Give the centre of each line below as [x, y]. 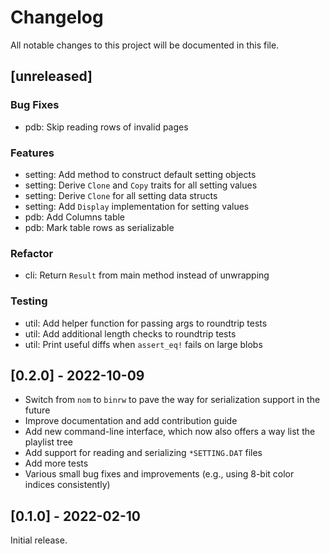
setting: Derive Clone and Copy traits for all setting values [141, 185]
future [37, 410]
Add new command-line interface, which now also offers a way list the [170, 432]
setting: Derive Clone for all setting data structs [121, 195]
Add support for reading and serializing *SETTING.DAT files [143, 453]
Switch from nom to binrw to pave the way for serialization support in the [172, 400]
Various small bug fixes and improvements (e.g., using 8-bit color [159, 474]
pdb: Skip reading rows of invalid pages [106, 127]
